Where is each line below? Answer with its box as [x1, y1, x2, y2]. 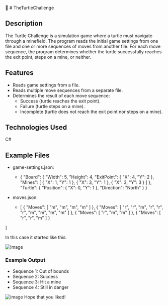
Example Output [5, 257, 46, 264]
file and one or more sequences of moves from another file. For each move [5, 43, 161, 49]
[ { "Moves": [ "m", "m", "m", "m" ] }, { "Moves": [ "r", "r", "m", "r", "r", [20, 204, 163, 211]
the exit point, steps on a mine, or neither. [5, 54, 92, 60]
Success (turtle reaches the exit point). [20, 98, 101, 104]
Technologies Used [5, 123, 67, 132]
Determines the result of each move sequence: [12, 92, 110, 98]
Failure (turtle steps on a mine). [20, 103, 85, 109]
